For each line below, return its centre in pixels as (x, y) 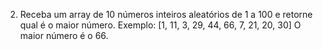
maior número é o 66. (64, 35)
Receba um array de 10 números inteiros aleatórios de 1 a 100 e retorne (166, 14)
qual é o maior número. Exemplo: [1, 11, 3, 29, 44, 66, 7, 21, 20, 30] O (160, 25)
